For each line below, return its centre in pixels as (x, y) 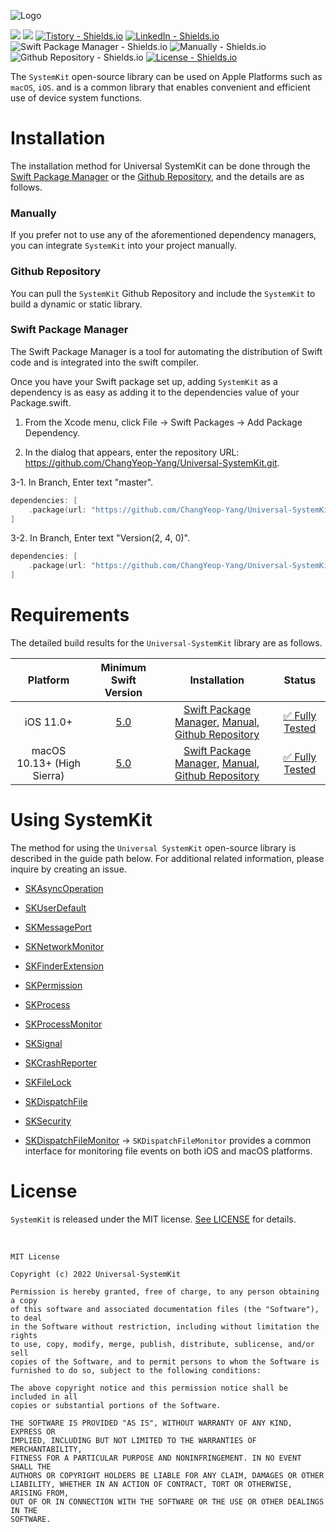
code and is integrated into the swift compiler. (104, 362)
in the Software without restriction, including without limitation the (165, 1326)
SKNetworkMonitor (64, 946)
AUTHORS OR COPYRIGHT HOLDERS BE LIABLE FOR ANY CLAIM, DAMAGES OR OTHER (167, 1475)
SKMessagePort (58, 927)
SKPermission (53, 985)
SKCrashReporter (61, 1062)
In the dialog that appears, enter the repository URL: (132, 452)
